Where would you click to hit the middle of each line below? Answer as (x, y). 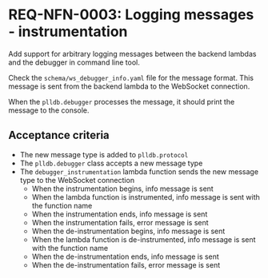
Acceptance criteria (59, 135)
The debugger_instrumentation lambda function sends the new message (139, 171)
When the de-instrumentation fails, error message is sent (126, 264)
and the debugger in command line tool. (74, 62)
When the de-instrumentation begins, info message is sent (128, 231)
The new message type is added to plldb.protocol (104, 154)
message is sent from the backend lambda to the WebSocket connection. (129, 86)
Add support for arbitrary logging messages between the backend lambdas (132, 54)
